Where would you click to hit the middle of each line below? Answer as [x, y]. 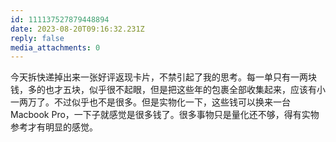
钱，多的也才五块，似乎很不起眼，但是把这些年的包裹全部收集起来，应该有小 [168, 90]
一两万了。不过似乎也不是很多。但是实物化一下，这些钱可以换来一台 [150, 102]
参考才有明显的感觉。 [54, 127]
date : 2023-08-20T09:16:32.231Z [77, 29]
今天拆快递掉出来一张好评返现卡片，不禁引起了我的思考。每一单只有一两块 [163, 77]
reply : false [37, 38]
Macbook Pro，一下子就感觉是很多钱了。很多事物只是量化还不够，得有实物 [165, 115]
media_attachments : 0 [55, 47]
